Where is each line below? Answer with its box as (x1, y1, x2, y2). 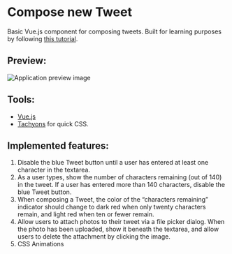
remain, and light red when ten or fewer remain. (17, 210, 155, 218)
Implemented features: (7, 140, 110, 151)
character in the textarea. (17, 165, 91, 174)
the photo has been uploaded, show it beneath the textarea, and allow (17, 225, 219, 234)
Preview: (7, 55, 47, 67)
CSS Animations (17, 240, 64, 248)
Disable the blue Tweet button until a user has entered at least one (17, 158, 209, 167)
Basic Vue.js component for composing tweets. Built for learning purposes (7, 27, 222, 36)
